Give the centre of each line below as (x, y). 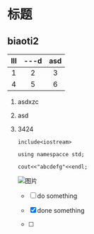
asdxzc (28, 102)
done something (61, 210)
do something (57, 196)
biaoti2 (23, 41)
